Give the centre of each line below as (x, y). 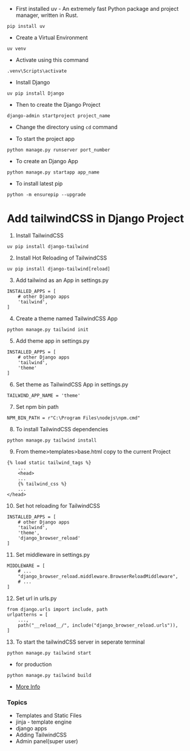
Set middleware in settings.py (53, 554)
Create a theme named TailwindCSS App (66, 318)
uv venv (17, 49)
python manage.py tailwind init (48, 329)
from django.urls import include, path (57, 609)
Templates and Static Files (49, 716)
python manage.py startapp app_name (53, 172)
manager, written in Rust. (47, 15)
